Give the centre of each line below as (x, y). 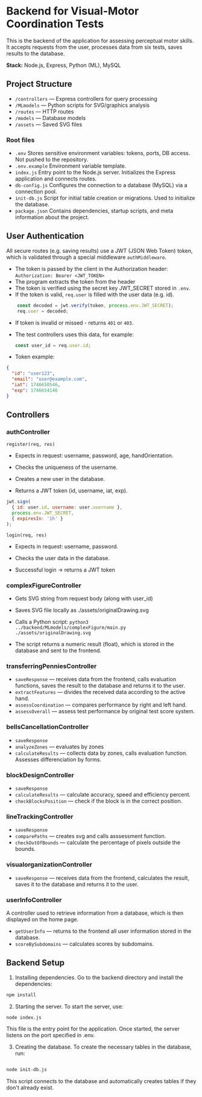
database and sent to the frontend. (58, 650)
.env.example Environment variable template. (71, 166)
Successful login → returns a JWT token (65, 570)
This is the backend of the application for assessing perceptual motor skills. (100, 40)
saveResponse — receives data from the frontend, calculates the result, (102, 878)
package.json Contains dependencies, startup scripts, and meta (94, 211)
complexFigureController (44, 585)
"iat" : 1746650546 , (36, 385)
